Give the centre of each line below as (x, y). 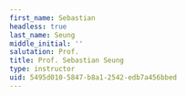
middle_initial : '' (46, 43)
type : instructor (42, 69)
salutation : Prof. (44, 52)
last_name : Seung (42, 35)
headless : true (38, 27)
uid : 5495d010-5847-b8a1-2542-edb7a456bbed (93, 78)
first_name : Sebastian (52, 18)
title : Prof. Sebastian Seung (67, 60)
